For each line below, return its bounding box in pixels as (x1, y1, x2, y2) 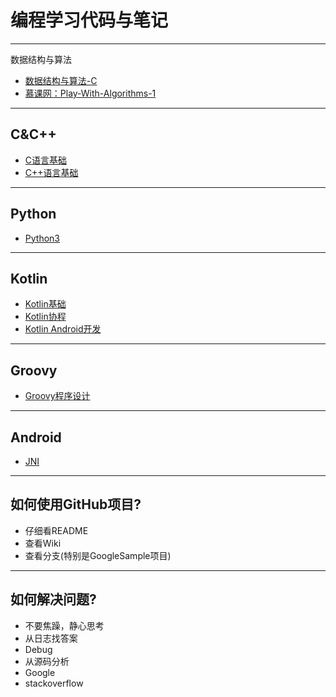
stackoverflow (24, 677, 84, 689)
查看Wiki (24, 537, 62, 549)
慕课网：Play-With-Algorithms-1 (24, 87, 157, 99)
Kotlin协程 (24, 311, 67, 323)
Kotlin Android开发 (24, 323, 102, 335)
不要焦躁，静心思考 (24, 619, 105, 631)
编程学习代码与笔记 (10, 9, 169, 32)
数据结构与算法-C (24, 74, 98, 86)
